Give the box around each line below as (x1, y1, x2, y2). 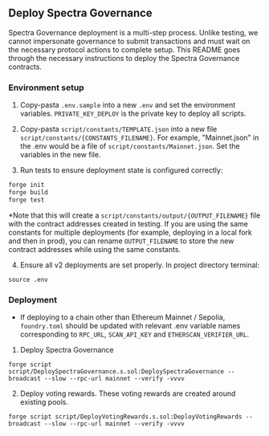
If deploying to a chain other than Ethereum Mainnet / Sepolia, (19, 312, 226, 322)
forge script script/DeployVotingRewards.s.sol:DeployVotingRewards (8, 413, 243, 421)
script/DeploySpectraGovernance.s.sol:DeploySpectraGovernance (8, 368, 225, 376)
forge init (8, 181, 45, 189)
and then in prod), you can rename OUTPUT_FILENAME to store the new (8, 236, 234, 246)
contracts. (8, 62, 43, 71)
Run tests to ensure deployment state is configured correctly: (19, 165, 223, 175)
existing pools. (19, 397, 69, 407)
